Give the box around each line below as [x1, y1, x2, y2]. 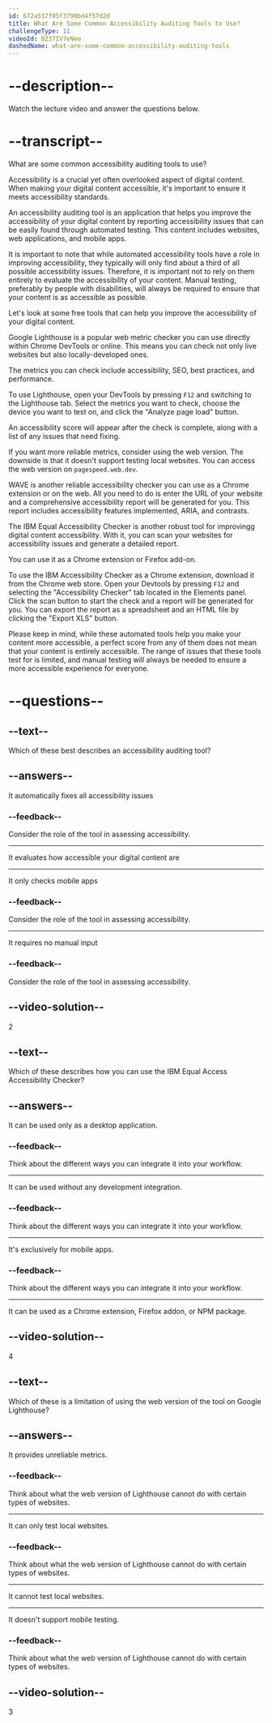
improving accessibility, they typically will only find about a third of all [8, 258, 240, 268]
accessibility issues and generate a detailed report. [8, 539, 179, 548]
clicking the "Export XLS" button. [8, 613, 119, 623]
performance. [8, 374, 54, 384]
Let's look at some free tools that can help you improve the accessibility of [8, 308, 257, 317]
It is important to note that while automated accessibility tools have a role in [8, 249, 261, 259]
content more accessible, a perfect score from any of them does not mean [8, 638, 257, 647]
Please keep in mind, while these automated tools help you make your [8, 629, 241, 638]
